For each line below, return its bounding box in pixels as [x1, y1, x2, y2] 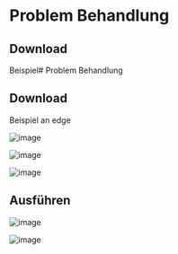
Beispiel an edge [9, 114, 72, 126]
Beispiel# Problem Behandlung [9, 65, 123, 75]
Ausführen [9, 193, 71, 208]
